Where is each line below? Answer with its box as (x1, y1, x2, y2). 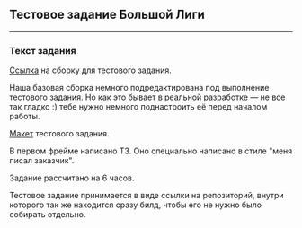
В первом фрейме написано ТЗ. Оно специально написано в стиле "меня (9, 145, 293, 156)
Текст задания (9, 44, 76, 57)
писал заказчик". (9, 155, 75, 166)
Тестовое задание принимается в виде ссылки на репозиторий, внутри (9, 190, 285, 201)
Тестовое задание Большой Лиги (9, 7, 205, 22)
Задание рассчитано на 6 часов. (9, 172, 135, 183)
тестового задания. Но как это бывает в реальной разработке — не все (9, 92, 286, 102)
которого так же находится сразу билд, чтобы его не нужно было (9, 199, 262, 210)
